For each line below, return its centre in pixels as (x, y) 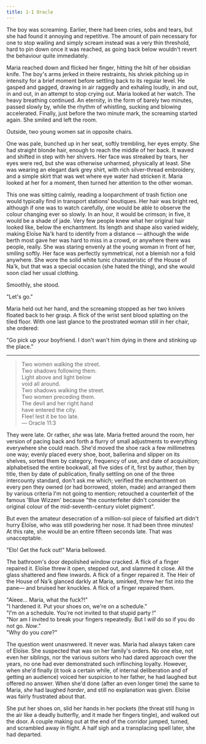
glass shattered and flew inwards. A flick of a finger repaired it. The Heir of (101, 575)
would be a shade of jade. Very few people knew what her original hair (96, 220)
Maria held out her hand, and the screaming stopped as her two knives (96, 308)
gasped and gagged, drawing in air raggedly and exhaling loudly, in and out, (102, 87)
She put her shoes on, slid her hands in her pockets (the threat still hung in (101, 708)
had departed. (24, 734)
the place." (20, 346)
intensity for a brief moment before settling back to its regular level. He (96, 80)
